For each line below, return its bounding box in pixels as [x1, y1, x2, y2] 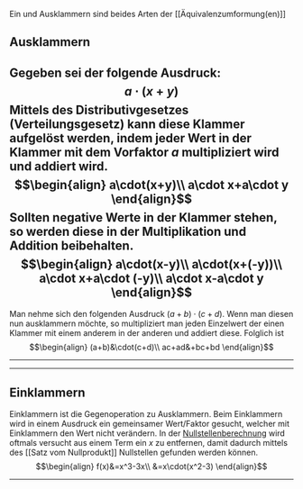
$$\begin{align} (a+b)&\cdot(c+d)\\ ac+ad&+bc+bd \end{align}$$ [29, 342, 274, 353]
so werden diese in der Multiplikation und [9, 223, 246, 239]
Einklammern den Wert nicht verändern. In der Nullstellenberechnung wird [9, 428, 286, 439]
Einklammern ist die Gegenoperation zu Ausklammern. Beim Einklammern [9, 409, 283, 420]
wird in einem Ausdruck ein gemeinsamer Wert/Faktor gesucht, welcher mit [9, 419, 290, 430]
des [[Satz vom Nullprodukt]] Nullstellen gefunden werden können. [9, 447, 259, 458]
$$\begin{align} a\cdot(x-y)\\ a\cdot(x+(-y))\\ [21, 257, 282, 272]
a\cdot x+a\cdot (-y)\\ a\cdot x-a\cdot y [39, 270, 264, 285]
